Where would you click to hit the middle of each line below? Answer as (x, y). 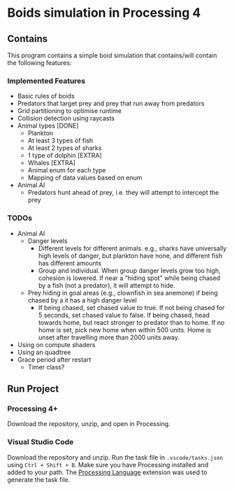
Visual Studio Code (41, 442)
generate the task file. (39, 479)
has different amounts (70, 263)
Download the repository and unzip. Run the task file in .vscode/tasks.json (115, 457)
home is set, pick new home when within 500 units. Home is (125, 330)
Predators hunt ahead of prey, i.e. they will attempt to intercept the (123, 193)
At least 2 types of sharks (65, 148)
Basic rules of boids (46, 96)
